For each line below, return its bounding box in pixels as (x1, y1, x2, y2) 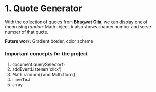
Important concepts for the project (5, 50, 88, 57)
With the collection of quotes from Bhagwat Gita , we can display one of (5, 19, 148, 25)
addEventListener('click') (12, 66, 62, 72)
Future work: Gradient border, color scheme (5, 38, 93, 44)
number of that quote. (5, 29, 49, 35)
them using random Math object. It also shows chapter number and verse (5, 24, 151, 29)
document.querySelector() (12, 61, 65, 67)
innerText (12, 77, 31, 82)
